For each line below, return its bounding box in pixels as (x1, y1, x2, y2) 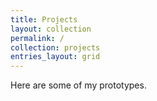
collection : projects (10, 42, 101, 53)
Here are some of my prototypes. (10, 79, 147, 91)
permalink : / (10, 33, 65, 43)
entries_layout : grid (10, 52, 101, 62)
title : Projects (10, 14, 78, 25)
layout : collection (10, 24, 92, 34)
